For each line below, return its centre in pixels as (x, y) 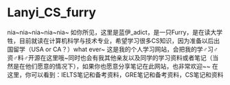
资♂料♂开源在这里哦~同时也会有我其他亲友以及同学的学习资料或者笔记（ (110, 57)
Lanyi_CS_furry (51, 13)
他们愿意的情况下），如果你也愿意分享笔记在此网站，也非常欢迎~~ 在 (122, 66)
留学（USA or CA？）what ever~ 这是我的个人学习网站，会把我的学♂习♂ (115, 49)
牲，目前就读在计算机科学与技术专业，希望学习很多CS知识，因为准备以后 (111, 40)
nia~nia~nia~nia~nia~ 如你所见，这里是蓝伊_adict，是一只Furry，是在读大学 (115, 32)
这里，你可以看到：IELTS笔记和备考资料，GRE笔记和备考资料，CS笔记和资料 (115, 74)
